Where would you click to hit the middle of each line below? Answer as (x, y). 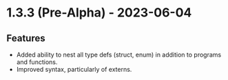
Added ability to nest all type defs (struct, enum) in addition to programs (119, 54)
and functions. (37, 62)
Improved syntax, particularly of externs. (74, 69)
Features (26, 38)
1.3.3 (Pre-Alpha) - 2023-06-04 (99, 13)
